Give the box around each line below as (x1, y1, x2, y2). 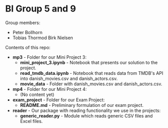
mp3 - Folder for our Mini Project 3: (12, 54, 87, 60)
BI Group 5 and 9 (5, 3, 76, 15)
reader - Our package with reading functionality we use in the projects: (12, 107, 161, 113)
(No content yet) (20, 91, 54, 97)
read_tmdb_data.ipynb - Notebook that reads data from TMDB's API (20, 70, 163, 76)
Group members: (5, 20, 40, 26)
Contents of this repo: (5, 44, 50, 50)
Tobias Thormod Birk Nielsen (12, 35, 73, 41)
